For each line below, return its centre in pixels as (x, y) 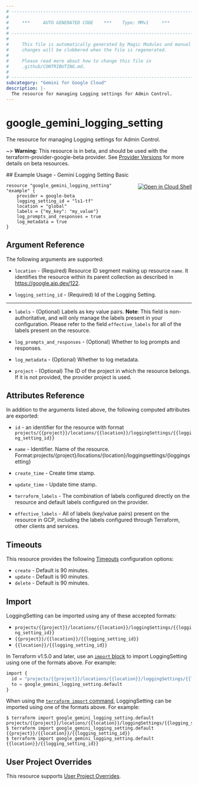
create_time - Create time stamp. (55, 473)
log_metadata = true (42, 222)
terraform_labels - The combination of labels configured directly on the (102, 496)
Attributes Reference (45, 395)
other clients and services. (47, 526)
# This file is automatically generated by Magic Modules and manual (99, 45)
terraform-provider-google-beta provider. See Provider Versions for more (95, 157)
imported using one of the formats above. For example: (73, 707)
